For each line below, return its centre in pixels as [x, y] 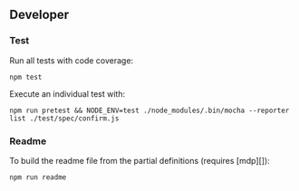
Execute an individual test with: [67, 93]
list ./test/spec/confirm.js [64, 118]
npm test [26, 77]
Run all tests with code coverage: [72, 60]
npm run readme [38, 177]
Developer [39, 15]
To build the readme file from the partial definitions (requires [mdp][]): [140, 160]
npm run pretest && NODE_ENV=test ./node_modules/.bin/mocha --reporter [149, 110]
